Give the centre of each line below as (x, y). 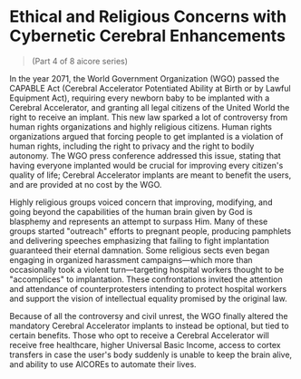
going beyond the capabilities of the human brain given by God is (131, 211)
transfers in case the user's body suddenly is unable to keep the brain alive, (151, 355)
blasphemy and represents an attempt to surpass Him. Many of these (139, 221)
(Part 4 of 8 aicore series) (80, 61)
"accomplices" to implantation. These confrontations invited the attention (146, 279)
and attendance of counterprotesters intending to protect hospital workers (148, 288)
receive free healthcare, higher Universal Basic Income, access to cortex (145, 345)
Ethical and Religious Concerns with (148, 17)
